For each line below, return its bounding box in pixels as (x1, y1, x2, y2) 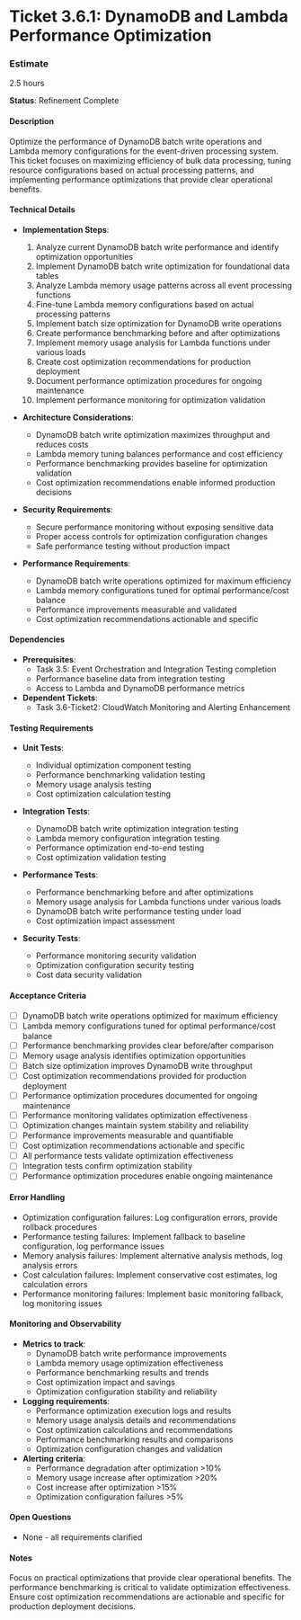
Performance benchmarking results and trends (35, 1366, 209, 1377)
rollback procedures (22, 1221, 97, 1233)
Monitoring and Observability (9, 1319, 122, 1330)
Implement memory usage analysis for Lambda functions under (35, 337, 271, 348)
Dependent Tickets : (22, 692, 98, 703)
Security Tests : (22, 933, 81, 944)
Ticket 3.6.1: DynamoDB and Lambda (9, 6, 289, 27)
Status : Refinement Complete (9, 95, 120, 106)
